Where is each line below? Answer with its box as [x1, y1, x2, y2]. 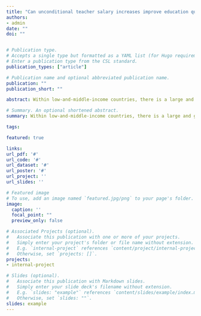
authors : [6, 14, 28, 20]
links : [6, 145, 23, 152]
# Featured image [6, 189, 50, 195]
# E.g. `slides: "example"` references [6, 289, 111, 296]
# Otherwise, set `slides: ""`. [6, 295, 93, 301]
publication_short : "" [6, 86, 63, 92]
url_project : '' [6, 173, 47, 180]
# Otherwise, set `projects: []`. [6, 251, 98, 257]
